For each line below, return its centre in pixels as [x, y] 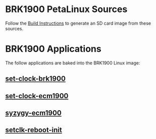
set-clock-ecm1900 [37, 96]
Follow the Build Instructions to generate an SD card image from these [78, 23]
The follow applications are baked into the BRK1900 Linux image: [73, 63]
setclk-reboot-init [34, 130]
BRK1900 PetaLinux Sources [66, 9]
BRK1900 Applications [54, 49]
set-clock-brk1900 [35, 79]
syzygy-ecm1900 [33, 113]
